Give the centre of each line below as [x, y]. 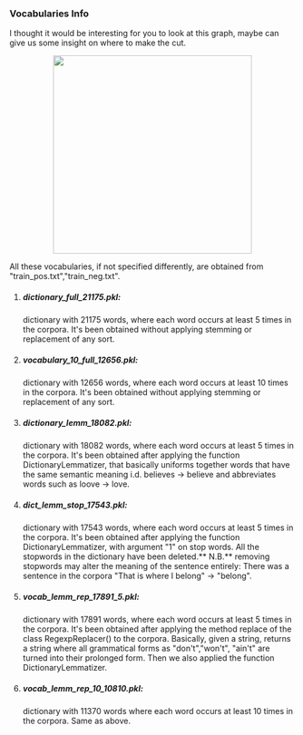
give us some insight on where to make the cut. [98, 43]
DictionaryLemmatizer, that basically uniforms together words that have [156, 465]
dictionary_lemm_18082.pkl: [77, 422]
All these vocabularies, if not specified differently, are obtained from [137, 266]
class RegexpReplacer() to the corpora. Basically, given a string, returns [156, 639]
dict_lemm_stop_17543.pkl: [75, 505]
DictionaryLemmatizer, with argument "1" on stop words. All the [141, 547]
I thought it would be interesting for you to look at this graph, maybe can [144, 34]
